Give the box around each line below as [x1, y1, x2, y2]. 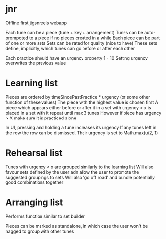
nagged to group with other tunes [5, 228, 74, 234]
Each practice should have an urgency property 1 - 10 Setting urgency [5, 55, 148, 60]
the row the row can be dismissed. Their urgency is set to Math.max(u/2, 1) [5, 130, 158, 136]
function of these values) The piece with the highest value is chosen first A [5, 99, 159, 105]
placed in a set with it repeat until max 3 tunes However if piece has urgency [5, 110, 162, 116]
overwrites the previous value [5, 60, 66, 66]
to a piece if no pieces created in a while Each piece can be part [29, 35, 160, 41]
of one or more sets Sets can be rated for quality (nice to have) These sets [5, 40, 158, 46]
